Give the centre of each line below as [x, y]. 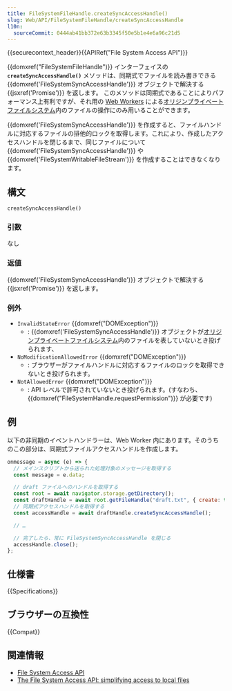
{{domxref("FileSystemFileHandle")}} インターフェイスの [88, 67]
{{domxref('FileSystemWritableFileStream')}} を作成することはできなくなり [114, 159]
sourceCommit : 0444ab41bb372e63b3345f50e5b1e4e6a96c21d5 [97, 33]
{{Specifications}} [33, 591]
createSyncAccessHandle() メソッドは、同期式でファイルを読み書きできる [112, 75]
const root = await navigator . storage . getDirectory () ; [94, 494]
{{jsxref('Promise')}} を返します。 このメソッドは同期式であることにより [110, 93]
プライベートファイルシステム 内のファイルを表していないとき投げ [127, 340]
